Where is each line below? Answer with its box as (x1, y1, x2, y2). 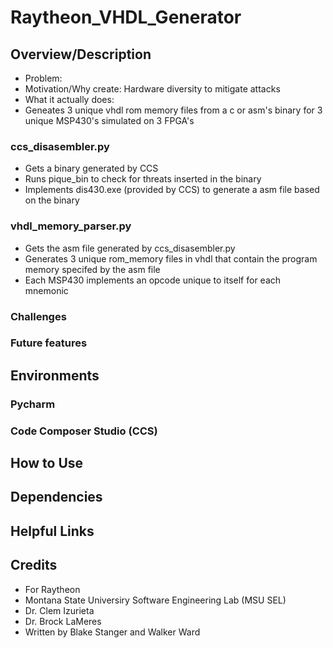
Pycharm (10, 397, 56, 411)
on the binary (24, 194, 80, 206)
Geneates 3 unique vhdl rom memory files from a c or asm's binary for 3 (24, 104, 323, 116)
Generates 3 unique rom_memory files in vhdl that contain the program (24, 252, 318, 265)
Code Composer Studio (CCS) (10, 424, 158, 438)
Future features (10, 336, 88, 350)
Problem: (24, 72, 63, 84)
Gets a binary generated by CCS (24, 162, 159, 175)
